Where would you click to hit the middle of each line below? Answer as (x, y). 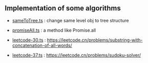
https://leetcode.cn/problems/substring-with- (95, 40)
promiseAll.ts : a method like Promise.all (54, 30)
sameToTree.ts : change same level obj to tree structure (70, 20)
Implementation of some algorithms (63, 8)
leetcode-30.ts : (29, 40)
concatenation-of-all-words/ (42, 45)
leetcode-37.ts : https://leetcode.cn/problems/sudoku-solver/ (77, 55)
